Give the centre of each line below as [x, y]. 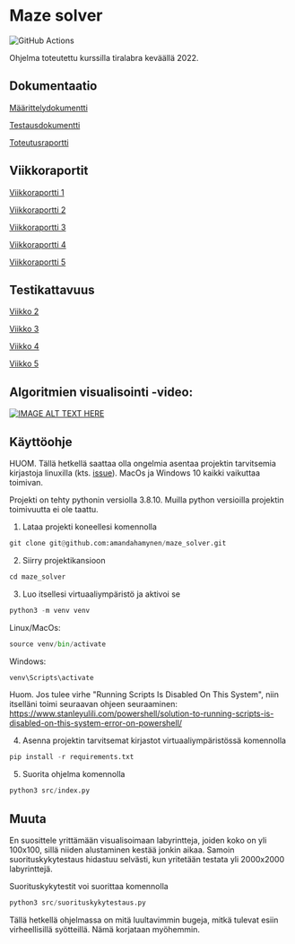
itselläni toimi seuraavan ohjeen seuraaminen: [93, 704]
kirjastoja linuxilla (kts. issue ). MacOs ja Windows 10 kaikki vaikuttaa [135, 473]
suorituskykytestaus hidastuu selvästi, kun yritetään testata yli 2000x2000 [147, 859]
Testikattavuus [52, 289]
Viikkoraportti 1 [37, 192]
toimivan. [26, 482]
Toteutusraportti [39, 142]
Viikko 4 [24, 346]
